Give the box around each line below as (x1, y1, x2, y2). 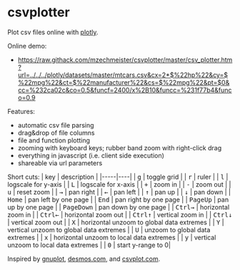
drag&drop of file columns (17, 128, 95, 137)
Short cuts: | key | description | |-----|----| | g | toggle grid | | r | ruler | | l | (7, 172, 229, 181)
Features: (7, 107, 36, 115)
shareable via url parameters (17, 158, 103, 167)
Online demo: (7, 41, 47, 50)
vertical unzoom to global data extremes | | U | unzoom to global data (7, 225, 211, 234)
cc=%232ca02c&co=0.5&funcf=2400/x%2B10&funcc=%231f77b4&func (17, 85, 232, 94)
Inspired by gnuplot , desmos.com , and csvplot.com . (7, 254, 161, 263)
